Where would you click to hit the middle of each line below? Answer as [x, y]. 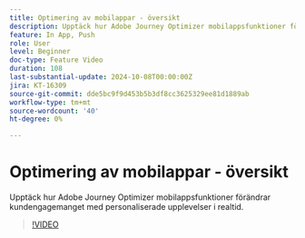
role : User [30, 43]
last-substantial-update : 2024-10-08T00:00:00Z [101, 77]
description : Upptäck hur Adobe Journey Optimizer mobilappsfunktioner [148, 26]
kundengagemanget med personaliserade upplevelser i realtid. [127, 207]
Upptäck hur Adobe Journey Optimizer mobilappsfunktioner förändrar [140, 197]
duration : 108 [36, 69]
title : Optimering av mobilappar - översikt [95, 18]
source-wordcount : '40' [54, 111]
